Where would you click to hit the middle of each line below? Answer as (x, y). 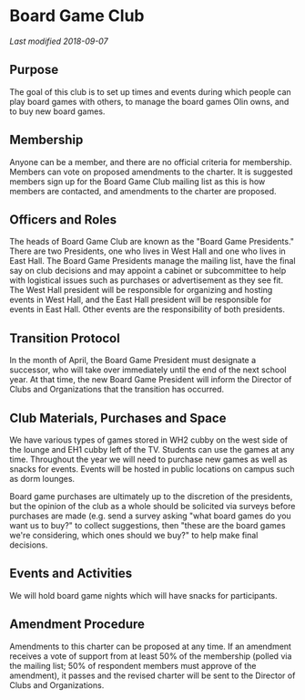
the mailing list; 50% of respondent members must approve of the (133, 665)
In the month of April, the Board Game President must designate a (133, 360)
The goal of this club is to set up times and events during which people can (150, 91)
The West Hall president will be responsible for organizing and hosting (141, 290)
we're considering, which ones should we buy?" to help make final (134, 535)
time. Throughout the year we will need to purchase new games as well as (148, 459)
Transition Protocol (65, 338)
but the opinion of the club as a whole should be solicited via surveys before (152, 506)
